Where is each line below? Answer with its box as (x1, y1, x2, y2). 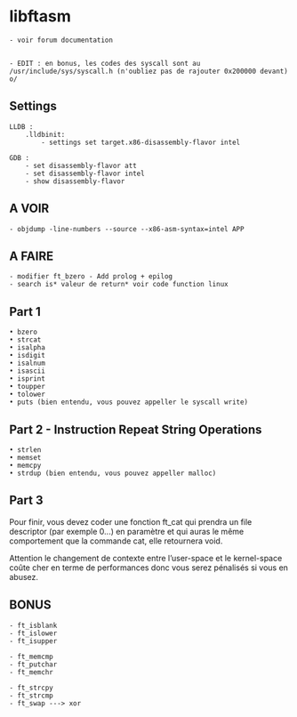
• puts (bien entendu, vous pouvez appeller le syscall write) (9, 398, 249, 407)
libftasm (9, 6, 71, 27)
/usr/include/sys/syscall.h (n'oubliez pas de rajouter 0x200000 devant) (9, 67, 289, 76)
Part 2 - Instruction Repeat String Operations (9, 422, 262, 437)
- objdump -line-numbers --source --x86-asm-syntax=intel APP (9, 224, 245, 233)
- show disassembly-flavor (25, 176, 125, 186)
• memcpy (9, 461, 42, 470)
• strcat (9, 335, 42, 344)
